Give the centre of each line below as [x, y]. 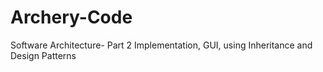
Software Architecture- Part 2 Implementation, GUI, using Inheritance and [161, 45]
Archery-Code [71, 17]
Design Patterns [43, 55]
